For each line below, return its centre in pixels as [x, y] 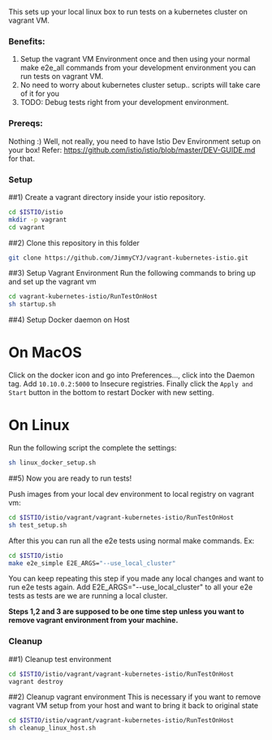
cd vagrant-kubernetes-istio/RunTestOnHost [83, 297]
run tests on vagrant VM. [62, 76]
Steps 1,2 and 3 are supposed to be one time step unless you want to [126, 612]
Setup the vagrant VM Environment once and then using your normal [135, 59]
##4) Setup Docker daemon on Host [69, 320]
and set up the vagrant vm [52, 282]
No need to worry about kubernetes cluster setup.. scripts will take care [140, 85]
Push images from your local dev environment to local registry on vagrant [131, 494]
